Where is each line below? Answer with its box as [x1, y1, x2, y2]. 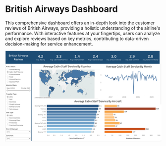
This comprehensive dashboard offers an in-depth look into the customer [5, 20, 155, 26]
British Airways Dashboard [5, 3, 118, 15]
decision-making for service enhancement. [5, 41, 93, 47]
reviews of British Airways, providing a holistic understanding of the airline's [5, 25, 161, 31]
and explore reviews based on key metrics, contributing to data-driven [5, 36, 149, 42]
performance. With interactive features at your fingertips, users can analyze [5, 30, 160, 36]
